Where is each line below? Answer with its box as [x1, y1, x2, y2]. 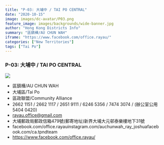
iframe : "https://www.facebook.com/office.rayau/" [5, 35, 112, 40]
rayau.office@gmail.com [12, 112, 63, 118]
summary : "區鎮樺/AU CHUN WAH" [5, 30, 68, 35]
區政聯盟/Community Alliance [12, 95, 73, 101]
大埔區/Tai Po [12, 89, 40, 95]
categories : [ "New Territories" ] [5, 40, 74, 45]
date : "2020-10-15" [5, 12, 45, 17]
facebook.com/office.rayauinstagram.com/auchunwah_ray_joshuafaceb [12, 123, 159, 129]
